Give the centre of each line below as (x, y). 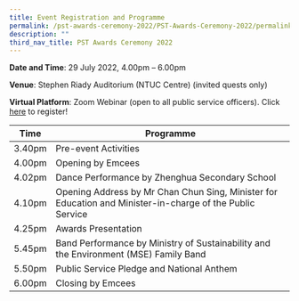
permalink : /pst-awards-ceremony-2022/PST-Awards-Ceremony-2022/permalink (151, 26)
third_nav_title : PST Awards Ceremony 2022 (91, 42)
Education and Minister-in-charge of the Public (155, 203)
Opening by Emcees (98, 163)
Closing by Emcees (96, 283)
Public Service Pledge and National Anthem (146, 269)
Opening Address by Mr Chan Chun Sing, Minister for (167, 192)
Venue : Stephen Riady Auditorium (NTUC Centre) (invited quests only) (139, 85)
